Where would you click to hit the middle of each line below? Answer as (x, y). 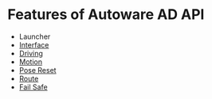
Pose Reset (37, 70)
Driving (31, 53)
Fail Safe (33, 87)
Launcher (35, 36)
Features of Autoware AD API (106, 15)
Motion (31, 62)
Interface (34, 44)
